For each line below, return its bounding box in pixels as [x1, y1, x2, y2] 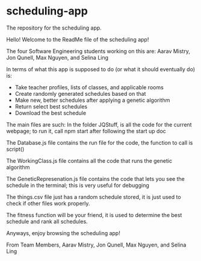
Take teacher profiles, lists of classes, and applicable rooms [14, 83, 164, 91]
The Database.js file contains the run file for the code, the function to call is [6, 139, 193, 146]
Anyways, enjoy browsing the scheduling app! [6, 229, 120, 236]
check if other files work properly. [6, 200, 90, 207]
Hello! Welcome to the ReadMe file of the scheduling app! [6, 36, 149, 43]
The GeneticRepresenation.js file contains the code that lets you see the [6, 175, 185, 182]
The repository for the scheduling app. [6, 24, 102, 31]
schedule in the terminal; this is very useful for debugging [6, 181, 149, 189]
